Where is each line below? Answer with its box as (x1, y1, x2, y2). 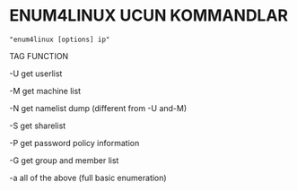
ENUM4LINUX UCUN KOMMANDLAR (9, 5, 289, 26)
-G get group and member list (9, 154, 119, 166)
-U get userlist (9, 68, 63, 79)
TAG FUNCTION (9, 50, 69, 61)
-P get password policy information (9, 137, 140, 148)
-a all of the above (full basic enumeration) (9, 172, 168, 183)
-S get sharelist (9, 120, 66, 131)
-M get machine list (9, 85, 82, 96)
